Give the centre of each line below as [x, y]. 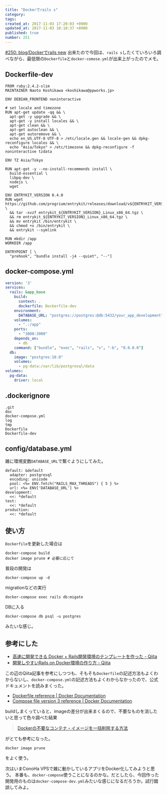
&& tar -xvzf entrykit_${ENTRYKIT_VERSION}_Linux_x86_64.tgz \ [76, 212]
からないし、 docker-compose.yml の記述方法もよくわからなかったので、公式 [82, 679]
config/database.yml [39, 448]
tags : [11, 19]
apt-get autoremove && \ [35, 134]
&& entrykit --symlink [33, 230]
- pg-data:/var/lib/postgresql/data [56, 366]
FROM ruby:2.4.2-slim [28, 86]
